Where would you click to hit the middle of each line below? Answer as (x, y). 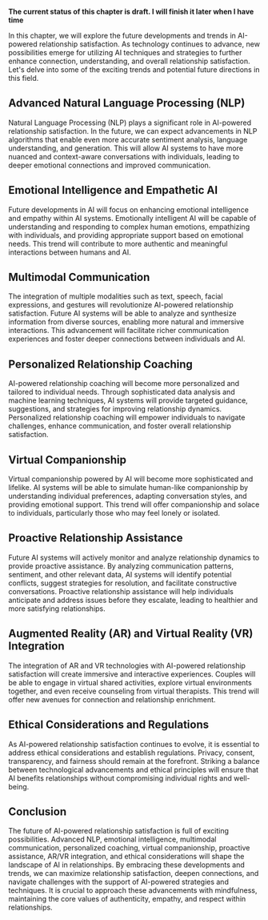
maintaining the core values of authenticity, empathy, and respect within (127, 899)
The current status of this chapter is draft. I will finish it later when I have (131, 12)
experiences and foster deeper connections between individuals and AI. (127, 339)
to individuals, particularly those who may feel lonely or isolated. (114, 513)
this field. (24, 78)
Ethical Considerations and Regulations (109, 725)
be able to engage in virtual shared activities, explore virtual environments (130, 682)
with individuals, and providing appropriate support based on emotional (126, 235)
